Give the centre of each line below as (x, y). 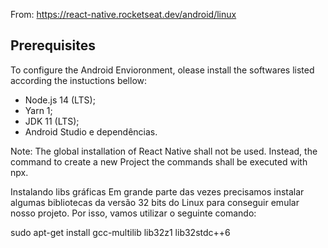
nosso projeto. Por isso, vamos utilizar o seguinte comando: (133, 213)
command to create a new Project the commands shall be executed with (159, 161)
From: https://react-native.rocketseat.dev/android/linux (123, 14)
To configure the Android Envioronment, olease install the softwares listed (162, 70)
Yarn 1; (38, 110)
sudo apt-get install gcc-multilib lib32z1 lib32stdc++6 (120, 232)
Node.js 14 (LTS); (60, 100)
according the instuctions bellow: (79, 80)
